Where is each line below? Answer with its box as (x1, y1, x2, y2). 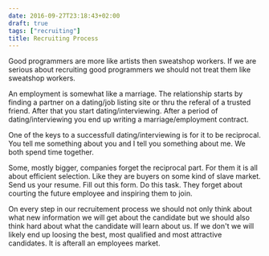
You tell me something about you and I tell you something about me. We (8, 138, 247, 149)
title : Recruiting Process (8, 34, 99, 43)
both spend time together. (8, 147, 95, 157)
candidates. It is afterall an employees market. (8, 238, 161, 248)
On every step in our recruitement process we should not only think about (8, 204, 253, 214)
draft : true (8, 19, 48, 27)
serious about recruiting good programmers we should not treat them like (8, 65, 251, 75)
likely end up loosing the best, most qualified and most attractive (8, 230, 222, 240)
